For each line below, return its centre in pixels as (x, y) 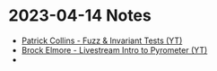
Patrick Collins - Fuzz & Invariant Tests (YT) (102, 40)
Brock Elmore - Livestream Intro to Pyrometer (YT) (114, 49)
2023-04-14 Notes (80, 16)
